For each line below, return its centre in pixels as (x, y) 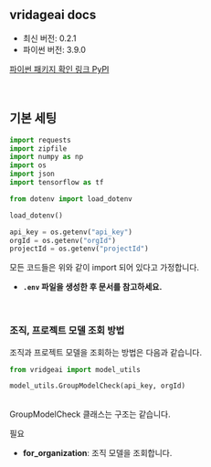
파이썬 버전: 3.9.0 (54, 49)
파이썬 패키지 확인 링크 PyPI (59, 69)
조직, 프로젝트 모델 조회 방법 (67, 331)
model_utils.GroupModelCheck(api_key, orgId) (97, 386)
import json (32, 174)
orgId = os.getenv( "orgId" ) (63, 240)
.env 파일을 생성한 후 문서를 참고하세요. (92, 287)
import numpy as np (47, 157)
